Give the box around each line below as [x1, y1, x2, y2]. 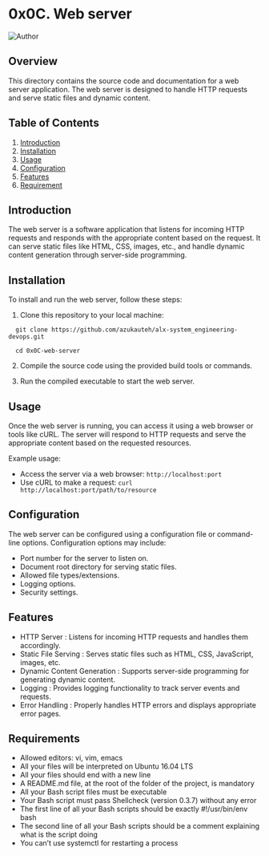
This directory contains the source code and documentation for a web [8, 75, 239, 85]
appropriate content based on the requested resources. [8, 438, 192, 448]
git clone [15, 326, 48, 334]
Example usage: [8, 454, 62, 463]
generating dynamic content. [19, 675, 116, 684]
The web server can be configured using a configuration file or [8, 529, 216, 538]
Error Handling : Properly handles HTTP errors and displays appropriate [19, 700, 256, 710]
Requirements [8, 732, 80, 746]
